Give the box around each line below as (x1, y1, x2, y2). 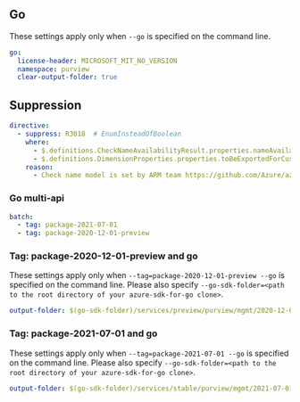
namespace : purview (17, 64, 90, 74)
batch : (9, 212, 34, 221)
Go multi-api (9, 192, 65, 204)
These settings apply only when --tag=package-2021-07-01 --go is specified (9, 348, 289, 358)
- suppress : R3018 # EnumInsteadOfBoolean (17, 129, 181, 138)
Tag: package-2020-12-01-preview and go (9, 250, 198, 262)
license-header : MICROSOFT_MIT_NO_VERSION (17, 56, 178, 65)
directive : (9, 121, 50, 130)
